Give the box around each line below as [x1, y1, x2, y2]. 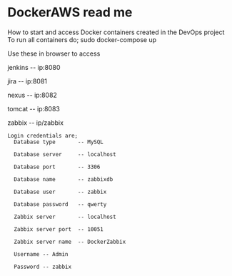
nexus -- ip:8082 [7, 91, 57, 99]
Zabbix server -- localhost [14, 213, 116, 220]
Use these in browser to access [7, 49, 101, 58]
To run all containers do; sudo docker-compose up [7, 35, 157, 44]
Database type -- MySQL [14, 138, 104, 145]
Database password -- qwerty [14, 200, 107, 208]
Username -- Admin [14, 250, 69, 257]
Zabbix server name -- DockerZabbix [14, 238, 126, 245]
